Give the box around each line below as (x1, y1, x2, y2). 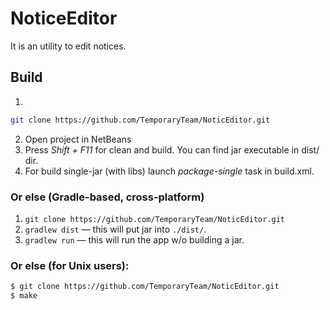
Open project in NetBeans (24, 133, 132, 145)
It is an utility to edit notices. (10, 40, 127, 52)
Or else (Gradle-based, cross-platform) (10, 190, 205, 204)
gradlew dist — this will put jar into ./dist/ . (24, 223, 207, 235)
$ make (10, 291, 38, 301)
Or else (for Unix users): (10, 258, 130, 272)
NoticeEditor (10, 7, 118, 30)
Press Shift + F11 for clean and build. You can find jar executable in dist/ (24, 143, 320, 156)
